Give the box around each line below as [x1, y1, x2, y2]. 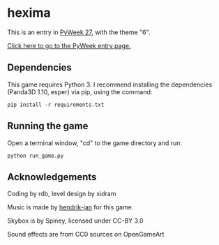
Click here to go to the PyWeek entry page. [7, 41, 131, 50]
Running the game [7, 120, 89, 132]
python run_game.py [7, 152, 64, 159]
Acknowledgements [7, 171, 97, 183]
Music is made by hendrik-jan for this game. [7, 203, 134, 211]
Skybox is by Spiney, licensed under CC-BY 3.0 [7, 216, 144, 225]
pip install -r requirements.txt [7, 101, 105, 108]
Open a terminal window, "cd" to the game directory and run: [7, 138, 183, 147]
